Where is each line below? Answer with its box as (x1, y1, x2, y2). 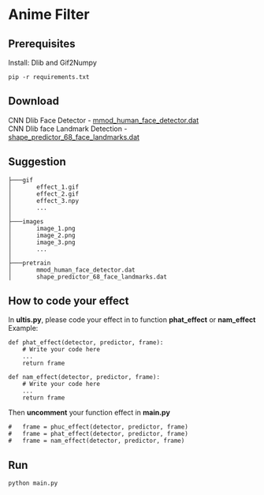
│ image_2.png (8, 231, 76, 239)
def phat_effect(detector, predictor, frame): (8, 339, 164, 347)
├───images (8, 217, 44, 226)
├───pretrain (8, 259, 51, 267)
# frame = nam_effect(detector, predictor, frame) (8, 437, 185, 445)
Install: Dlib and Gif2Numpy (8, 58, 97, 67)
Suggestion (8, 156, 66, 169)
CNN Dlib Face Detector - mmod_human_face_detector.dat (8, 115, 199, 125)
